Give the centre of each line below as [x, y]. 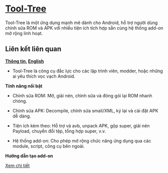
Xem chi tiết [18, 165]
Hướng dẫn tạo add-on [29, 155]
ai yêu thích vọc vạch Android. [44, 76]
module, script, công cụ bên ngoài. [49, 146]
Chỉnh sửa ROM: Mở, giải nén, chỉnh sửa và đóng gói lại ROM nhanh [82, 95]
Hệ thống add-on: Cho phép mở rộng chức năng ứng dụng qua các [82, 140]
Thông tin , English [25, 61]
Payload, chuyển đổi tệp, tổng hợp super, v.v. [59, 131]
